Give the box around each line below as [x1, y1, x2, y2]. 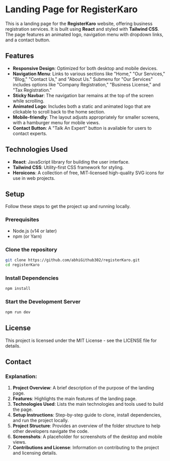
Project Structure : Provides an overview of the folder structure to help [12, 423, 161, 429]
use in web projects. [12, 175, 55, 181]
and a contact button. [5, 37, 50, 43]
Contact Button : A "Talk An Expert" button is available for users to [12, 125, 152, 131]
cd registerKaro [5, 262, 40, 267]
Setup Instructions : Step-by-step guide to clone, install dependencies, [12, 411, 162, 418]
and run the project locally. [12, 417, 69, 423]
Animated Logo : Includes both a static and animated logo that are [12, 103, 151, 109]
